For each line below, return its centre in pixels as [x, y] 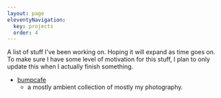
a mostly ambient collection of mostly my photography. [105, 87]
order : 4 [26, 33]
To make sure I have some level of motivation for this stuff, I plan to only [109, 60]
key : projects [33, 26]
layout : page [26, 13]
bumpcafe [32, 80]
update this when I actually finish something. [70, 66]
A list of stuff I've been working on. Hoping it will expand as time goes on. [111, 52]
